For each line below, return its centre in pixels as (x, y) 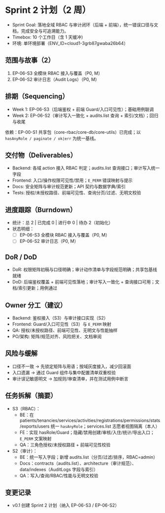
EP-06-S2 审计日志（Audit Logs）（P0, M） (56, 79)
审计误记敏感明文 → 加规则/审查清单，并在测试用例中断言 (70, 379)
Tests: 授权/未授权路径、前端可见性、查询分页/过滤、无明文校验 (77, 193)
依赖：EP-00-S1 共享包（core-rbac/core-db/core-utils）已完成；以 (73, 132)
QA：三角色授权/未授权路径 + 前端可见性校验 (65, 444)
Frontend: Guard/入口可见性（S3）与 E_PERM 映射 (62, 324)
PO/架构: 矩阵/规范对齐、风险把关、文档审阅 (57, 336)
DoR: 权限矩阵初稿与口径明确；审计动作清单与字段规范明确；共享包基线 (85, 270)
